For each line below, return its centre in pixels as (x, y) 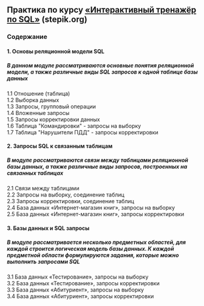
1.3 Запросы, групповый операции (51, 106)
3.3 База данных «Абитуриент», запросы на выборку (76, 290)
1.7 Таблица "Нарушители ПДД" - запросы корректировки (83, 132)
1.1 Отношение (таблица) (39, 93)
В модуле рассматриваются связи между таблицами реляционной (98, 160)
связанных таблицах (35, 173)
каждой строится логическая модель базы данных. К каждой (90, 248)
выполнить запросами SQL (43, 262)
